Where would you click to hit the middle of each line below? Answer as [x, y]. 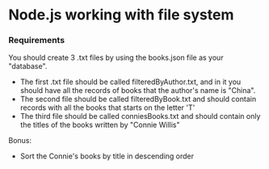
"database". [28, 66]
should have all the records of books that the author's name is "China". [138, 91]
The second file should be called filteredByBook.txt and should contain [138, 99]
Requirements [37, 40]
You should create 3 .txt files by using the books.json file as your [116, 57]
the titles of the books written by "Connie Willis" [100, 125]
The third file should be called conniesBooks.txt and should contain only [140, 116]
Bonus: [20, 141]
